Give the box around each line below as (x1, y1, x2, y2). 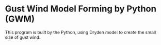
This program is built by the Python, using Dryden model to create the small (5, 29, 156, 35)
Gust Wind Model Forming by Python (5, 3, 157, 14)
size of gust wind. (5, 34, 41, 40)
